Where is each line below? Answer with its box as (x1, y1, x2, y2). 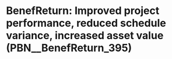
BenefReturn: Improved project (6, 4, 160, 18)
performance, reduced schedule (6, 16, 166, 30)
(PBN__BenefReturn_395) (6, 41, 132, 55)
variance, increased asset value (6, 29, 164, 42)
